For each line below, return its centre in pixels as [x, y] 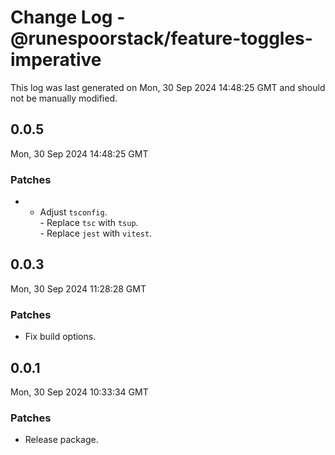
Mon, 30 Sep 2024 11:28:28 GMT [78, 288]
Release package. [61, 440]
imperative [56, 60]
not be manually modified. [64, 98]
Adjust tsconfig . [73, 212]
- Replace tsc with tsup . [89, 223]
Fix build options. [60, 337]
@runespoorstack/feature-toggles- [161, 38]
